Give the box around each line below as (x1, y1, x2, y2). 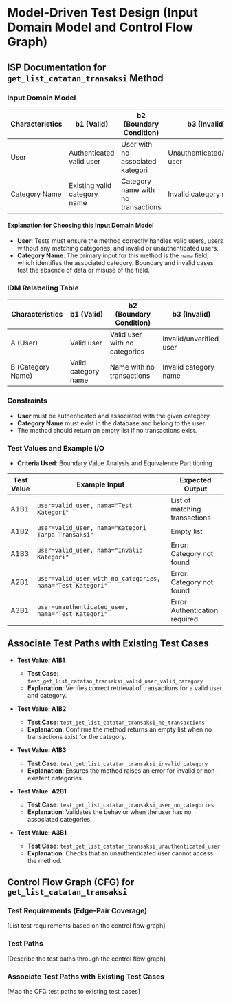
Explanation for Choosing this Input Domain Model (7, 222, 154, 230)
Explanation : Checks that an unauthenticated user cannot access (27, 849, 214, 857)
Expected (179, 475, 212, 484)
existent (27, 774, 50, 782)
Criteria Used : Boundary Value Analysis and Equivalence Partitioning (16, 459, 212, 467)
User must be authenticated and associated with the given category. (16, 412, 212, 420)
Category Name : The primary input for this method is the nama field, (16, 251, 209, 259)
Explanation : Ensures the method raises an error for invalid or (27, 766, 203, 775)
